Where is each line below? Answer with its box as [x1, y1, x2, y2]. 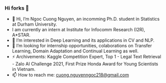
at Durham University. [12, 21, 57, 27]
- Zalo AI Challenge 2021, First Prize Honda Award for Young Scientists [12, 61, 158, 67]
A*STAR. [12, 32, 31, 38]
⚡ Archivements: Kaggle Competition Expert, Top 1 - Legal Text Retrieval [12, 54, 161, 60]
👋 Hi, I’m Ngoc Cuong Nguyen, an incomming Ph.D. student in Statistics [12, 16, 160, 22]
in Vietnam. [12, 66, 36, 72]
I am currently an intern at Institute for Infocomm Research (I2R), [12, 27, 145, 33]
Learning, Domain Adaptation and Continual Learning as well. [12, 48, 139, 54]
